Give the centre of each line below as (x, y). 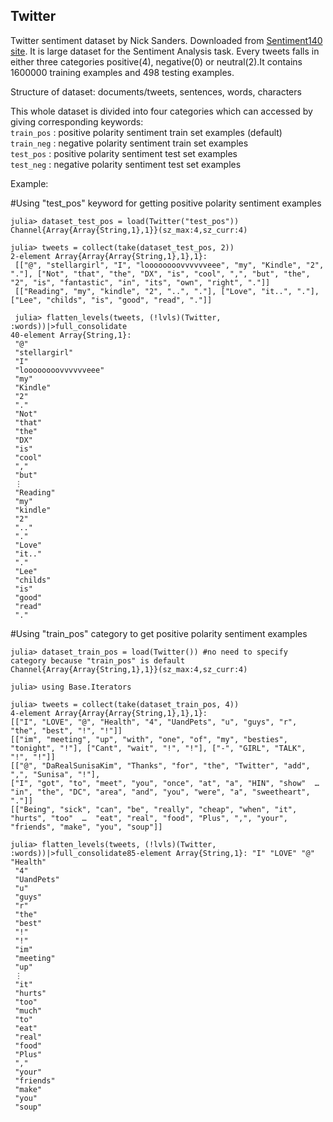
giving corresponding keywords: (77, 121)
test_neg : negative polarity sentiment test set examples (126, 164)
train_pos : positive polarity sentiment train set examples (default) (146, 132)
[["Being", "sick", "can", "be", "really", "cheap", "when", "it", (154, 809)
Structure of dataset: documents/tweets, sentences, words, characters (156, 91)
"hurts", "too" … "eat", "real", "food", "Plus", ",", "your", (149, 818)
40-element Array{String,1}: (71, 335)
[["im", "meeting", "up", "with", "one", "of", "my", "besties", (149, 739)
